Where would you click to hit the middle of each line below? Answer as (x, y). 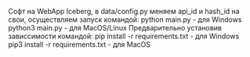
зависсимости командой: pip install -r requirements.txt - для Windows (124, 36)
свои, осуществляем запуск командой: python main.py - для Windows (125, 20)
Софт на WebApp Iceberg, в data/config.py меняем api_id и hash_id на (124, 11)
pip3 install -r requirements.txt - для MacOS (80, 45)
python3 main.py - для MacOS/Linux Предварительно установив (115, 28)
